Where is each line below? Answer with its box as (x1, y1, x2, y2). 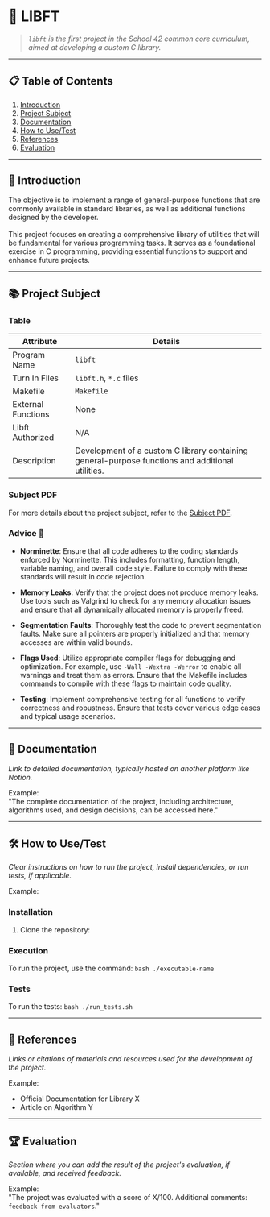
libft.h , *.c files (75, 372, 139, 384)
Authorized (12, 432, 55, 443)
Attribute (22, 336, 58, 347)
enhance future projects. (8, 255, 90, 264)
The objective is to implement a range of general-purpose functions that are (8, 195, 260, 205)
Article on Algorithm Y (19, 1103, 94, 1112)
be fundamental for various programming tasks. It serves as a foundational (8, 238, 256, 247)
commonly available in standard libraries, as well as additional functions (8, 203, 246, 213)
